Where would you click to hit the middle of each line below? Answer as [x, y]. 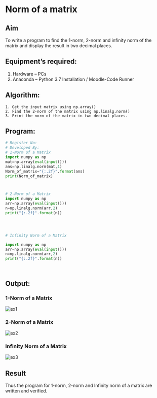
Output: [18, 284]
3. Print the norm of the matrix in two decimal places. [67, 116]
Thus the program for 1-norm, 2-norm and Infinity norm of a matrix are [79, 386]
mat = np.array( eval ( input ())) [36, 162]
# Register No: [21, 143]
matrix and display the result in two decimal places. [59, 46]
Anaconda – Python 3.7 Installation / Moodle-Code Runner [73, 79]
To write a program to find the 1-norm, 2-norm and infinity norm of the [78, 40]
